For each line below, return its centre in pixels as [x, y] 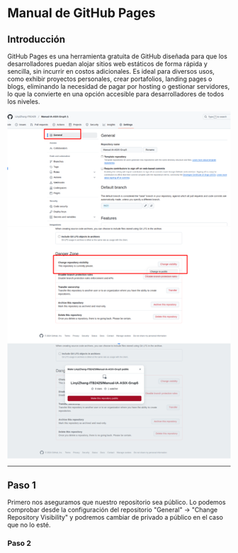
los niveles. [24, 102]
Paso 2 [19, 543]
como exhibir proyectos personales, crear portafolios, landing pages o [110, 79]
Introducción [36, 39]
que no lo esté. [29, 525]
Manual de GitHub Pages [81, 13]
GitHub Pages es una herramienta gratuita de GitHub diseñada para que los [118, 56]
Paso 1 [22, 485]
